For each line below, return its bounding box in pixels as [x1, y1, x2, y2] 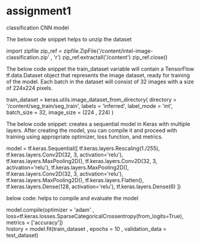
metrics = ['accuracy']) [6, 219, 63, 226]
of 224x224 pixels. [6, 84, 53, 91]
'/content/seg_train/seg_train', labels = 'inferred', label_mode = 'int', [6, 102, 173, 109]
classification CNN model [6, 24, 69, 31]
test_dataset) [6, 231, 39, 239]
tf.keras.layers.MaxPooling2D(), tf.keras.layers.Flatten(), [6, 176, 144, 183]
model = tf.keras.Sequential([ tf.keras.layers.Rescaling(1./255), [6, 144, 160, 152]
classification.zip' [6, 53, 50, 61]
